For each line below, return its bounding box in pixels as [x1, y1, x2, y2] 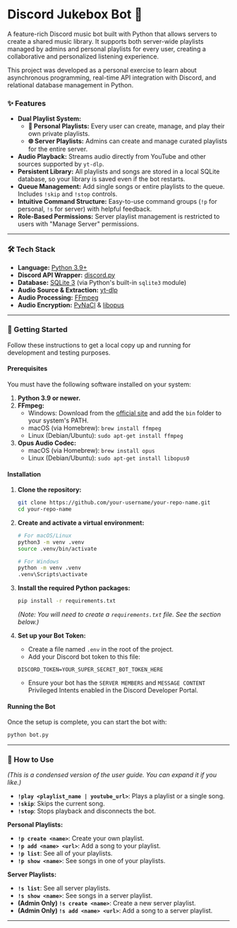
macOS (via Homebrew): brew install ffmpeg [28, 424, 162, 432]
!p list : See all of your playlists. [17, 849, 113, 857]
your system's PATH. [28, 416, 89, 425]
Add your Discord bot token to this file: [28, 652, 141, 661]
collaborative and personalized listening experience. [7, 52, 159, 61]
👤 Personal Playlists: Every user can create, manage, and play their [28, 122, 225, 130]
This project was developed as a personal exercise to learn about [7, 66, 197, 74]
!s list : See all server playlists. [17, 884, 111, 893]
